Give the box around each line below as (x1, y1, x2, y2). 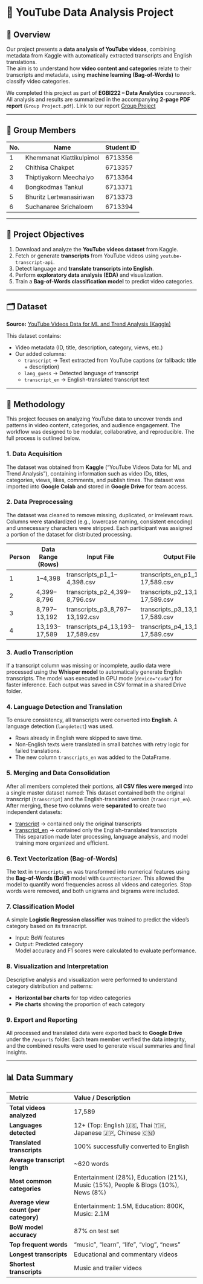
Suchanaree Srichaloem (25, 202, 94, 211)
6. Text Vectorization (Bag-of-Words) (6, 854, 118, 863)
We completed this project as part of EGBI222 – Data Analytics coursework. (6, 89, 196, 96)
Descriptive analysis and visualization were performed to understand (6, 976, 178, 983)
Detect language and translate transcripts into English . (14, 265, 154, 272)
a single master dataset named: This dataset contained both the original (6, 789, 185, 796)
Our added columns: (14, 350, 66, 358)
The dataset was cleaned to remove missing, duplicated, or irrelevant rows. (6, 511, 194, 518)
